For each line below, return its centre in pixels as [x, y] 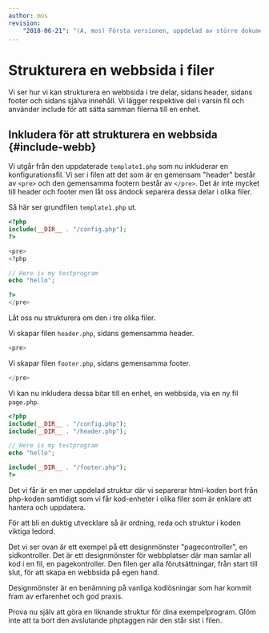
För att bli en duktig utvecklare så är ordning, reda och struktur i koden [125, 523]
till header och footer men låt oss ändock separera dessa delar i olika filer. [130, 192]
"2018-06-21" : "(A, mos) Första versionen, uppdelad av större [130, 30]
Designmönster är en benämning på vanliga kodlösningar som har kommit [130, 587]
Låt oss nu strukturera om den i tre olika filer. [82, 318]
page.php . [24, 402]
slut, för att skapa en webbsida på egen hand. [84, 572]
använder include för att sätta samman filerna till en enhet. [104, 110]
